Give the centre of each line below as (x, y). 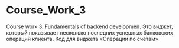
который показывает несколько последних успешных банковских (89, 32)
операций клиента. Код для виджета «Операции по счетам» (82, 39)
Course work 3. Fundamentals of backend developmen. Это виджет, (89, 26)
